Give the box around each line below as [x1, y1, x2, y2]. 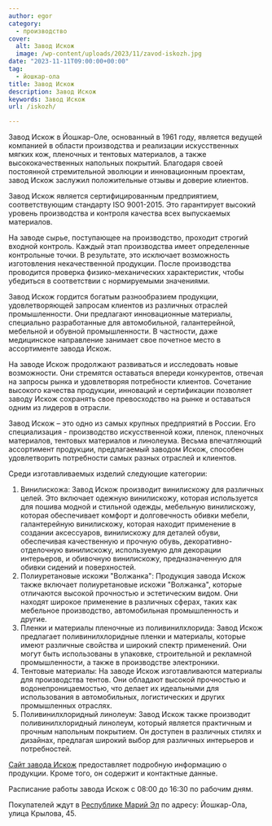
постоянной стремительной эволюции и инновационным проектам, [8, 167, 246, 177]
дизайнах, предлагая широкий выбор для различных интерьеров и [20, 736, 254, 745]
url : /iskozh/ [8, 103, 57, 111]
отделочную [20, 545, 64, 555]
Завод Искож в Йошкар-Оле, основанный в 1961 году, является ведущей [8, 132, 263, 142]
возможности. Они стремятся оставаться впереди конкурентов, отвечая [8, 368, 264, 378]
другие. [20, 614, 47, 624]
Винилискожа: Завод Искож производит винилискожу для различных [20, 485, 265, 495]
